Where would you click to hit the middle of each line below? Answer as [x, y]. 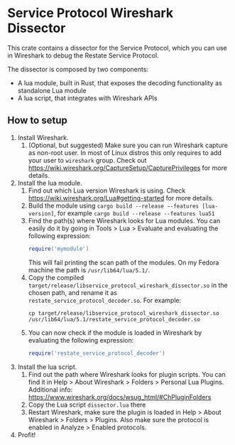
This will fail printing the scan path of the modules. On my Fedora [124, 262]
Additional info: [50, 390]
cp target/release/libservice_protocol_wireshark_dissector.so [124, 313]
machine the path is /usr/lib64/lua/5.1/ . [89, 270]
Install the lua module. [50, 183]
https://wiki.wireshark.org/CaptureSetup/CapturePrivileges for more [127, 168]
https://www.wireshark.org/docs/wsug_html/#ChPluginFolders [120, 397]
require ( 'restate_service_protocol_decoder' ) [97, 353]
